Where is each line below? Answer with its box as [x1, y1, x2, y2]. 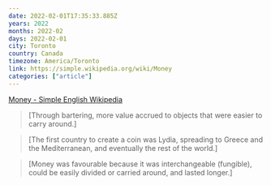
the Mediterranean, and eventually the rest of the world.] [28, 143, 218, 153]
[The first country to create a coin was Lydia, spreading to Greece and [28, 135, 264, 144]
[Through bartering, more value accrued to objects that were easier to [28, 110, 263, 120]
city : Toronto [8, 42, 57, 50]
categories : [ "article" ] [8, 72, 92, 80]
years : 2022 [8, 19, 49, 28]
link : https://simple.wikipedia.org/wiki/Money [8, 65, 173, 73]
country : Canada [8, 49, 63, 58]
